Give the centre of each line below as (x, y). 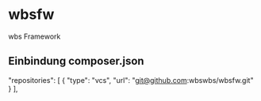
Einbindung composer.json (76, 61)
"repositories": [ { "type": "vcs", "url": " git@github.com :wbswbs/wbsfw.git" (131, 80)
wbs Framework (35, 36)
